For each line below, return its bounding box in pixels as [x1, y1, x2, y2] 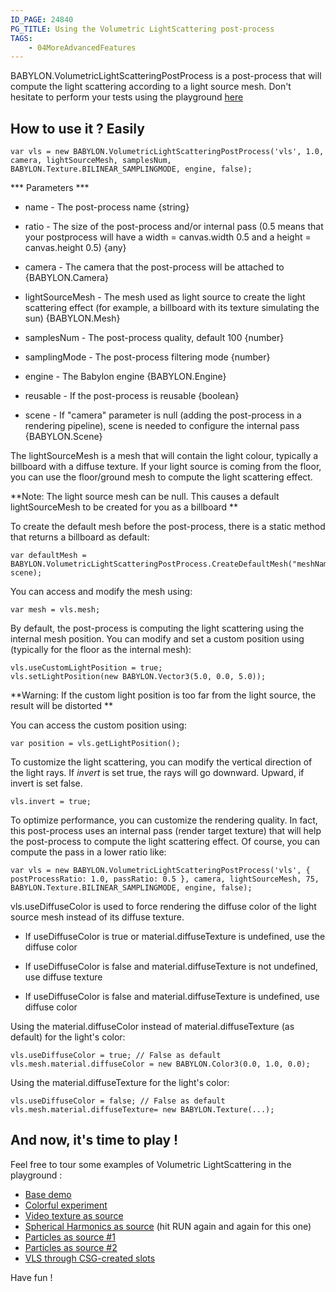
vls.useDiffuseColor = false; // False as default [10, 1096, 226, 1106]
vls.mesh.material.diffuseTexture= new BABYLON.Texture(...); [10, 1105, 275, 1115]
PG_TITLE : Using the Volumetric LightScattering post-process [10, 24, 275, 34]
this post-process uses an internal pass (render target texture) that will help [10, 825, 322, 837]
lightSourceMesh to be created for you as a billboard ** [10, 501, 239, 513]
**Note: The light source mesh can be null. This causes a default [10, 491, 280, 503]
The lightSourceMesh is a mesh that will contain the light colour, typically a [10, 450, 319, 462]
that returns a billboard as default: [10, 531, 150, 543]
